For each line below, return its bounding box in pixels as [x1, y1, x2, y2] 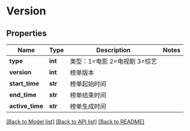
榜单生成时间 [69, 102, 107, 111]
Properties [6, 28, 47, 38]
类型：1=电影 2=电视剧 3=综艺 [69, 57, 157, 65]
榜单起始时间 [69, 80, 107, 88]
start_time [9, 79, 39, 88]
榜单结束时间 [69, 91, 107, 99]
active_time [9, 102, 43, 110]
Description [96, 46, 131, 54]
